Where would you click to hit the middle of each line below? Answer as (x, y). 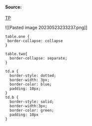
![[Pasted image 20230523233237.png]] (46, 28)
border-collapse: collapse (35, 41)
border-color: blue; (31, 84)
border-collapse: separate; (39, 59)
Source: (14, 7)
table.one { (17, 37)
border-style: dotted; (33, 76)
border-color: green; (32, 111)
